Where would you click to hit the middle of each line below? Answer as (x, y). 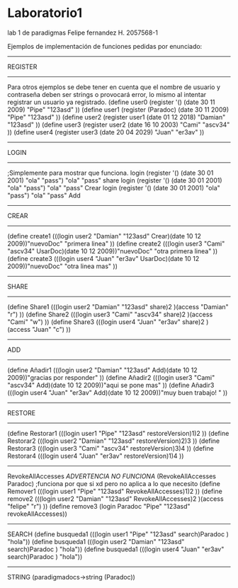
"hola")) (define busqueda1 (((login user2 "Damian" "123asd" (96, 541)
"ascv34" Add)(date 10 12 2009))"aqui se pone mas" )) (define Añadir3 (111, 385)
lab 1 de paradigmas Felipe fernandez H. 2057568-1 (83, 33)
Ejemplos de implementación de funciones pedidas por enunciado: (105, 46)
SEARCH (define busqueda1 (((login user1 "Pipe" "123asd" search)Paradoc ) (118, 534)
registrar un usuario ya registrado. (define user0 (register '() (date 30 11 (111, 102)
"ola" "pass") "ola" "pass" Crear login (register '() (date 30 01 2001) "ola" (114, 188)
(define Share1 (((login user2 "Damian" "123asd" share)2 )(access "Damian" (118, 306)
